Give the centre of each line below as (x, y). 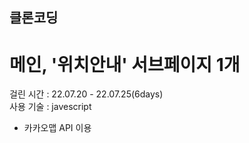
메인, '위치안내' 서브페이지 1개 (125, 64)
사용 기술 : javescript (50, 107)
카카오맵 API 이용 (57, 128)
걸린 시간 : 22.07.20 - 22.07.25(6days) (86, 94)
